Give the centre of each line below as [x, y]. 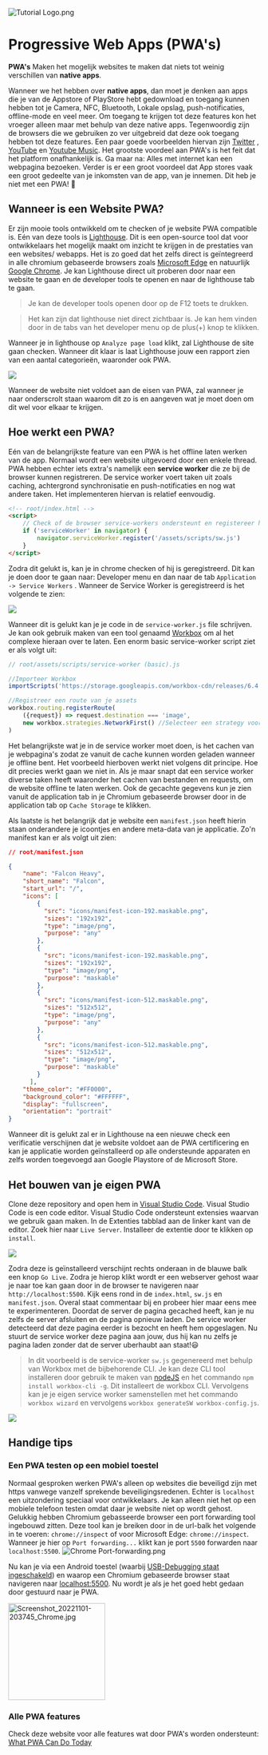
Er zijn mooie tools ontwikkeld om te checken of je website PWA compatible [133, 228]
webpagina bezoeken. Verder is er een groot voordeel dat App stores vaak [130, 167]
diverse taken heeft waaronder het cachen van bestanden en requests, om [131, 780]
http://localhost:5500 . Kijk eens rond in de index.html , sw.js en [115, 1294]
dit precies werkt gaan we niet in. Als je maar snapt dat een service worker [131, 771]
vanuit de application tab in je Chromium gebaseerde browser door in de [127, 796]
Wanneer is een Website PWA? [86, 209]
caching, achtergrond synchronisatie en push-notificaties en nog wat [122, 485]
